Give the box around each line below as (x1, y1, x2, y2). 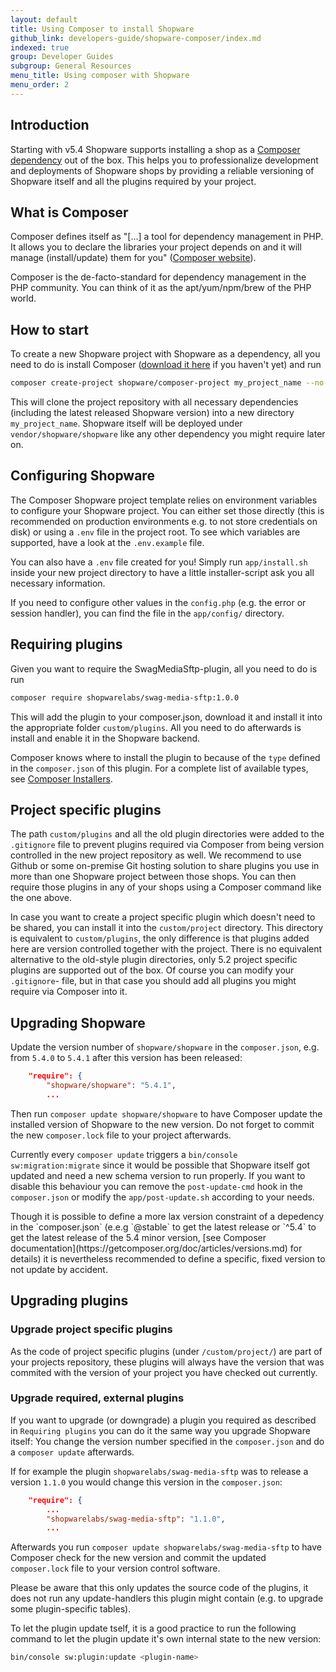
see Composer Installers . (10, 772, 113, 785)
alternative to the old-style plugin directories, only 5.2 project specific (10, 954, 298, 966)
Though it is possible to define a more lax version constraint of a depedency (10, 1210, 325, 1222)
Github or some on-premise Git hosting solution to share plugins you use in (10, 860, 320, 872)
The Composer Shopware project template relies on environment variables (10, 494, 318, 506)
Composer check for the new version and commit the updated (10, 1552, 267, 1564)
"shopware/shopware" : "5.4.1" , (46, 1081, 177, 1091)
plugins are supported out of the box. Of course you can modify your (10, 964, 295, 976)
